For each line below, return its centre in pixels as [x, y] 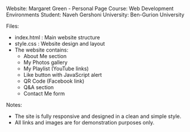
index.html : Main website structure [57, 37]
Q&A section [39, 87]
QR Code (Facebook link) [54, 81]
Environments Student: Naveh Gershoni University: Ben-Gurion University [95, 15]
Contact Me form [44, 94]
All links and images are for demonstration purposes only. [84, 122]
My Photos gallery [45, 62]
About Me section [45, 56]
